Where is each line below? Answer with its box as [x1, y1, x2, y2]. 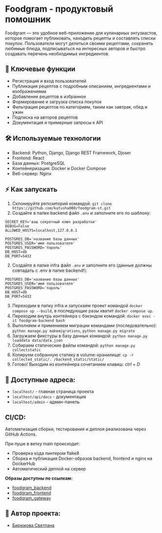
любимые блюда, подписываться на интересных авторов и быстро [5, 45, 145, 51]
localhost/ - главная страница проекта [12, 389, 94, 395]
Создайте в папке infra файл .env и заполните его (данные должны [12, 263, 152, 268]
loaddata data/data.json [12, 338, 63, 343]
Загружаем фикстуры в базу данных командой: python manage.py [12, 333, 148, 339]
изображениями [12, 88, 46, 94]
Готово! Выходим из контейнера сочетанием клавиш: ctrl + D [12, 361, 140, 367]
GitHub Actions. [5, 431, 37, 437]
